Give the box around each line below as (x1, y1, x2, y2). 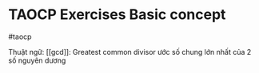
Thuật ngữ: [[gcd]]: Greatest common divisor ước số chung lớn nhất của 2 (8, 47, 252, 56)
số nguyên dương (8, 56, 66, 65)
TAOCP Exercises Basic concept (8, 6, 226, 24)
